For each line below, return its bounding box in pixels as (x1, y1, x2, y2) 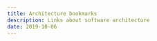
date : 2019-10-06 (7, 23, 57, 30)
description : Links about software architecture (7, 17, 150, 24)
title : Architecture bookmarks (7, 10, 98, 17)
